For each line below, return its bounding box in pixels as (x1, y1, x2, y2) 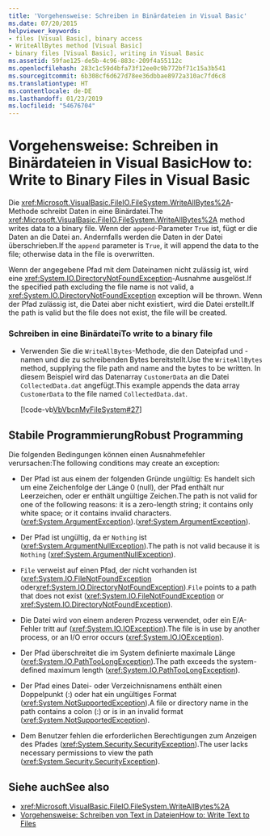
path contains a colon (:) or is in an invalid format (19, 707, 184, 716)
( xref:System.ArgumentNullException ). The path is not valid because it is (19, 541, 260, 551)
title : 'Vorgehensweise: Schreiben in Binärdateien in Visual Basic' (8, 11, 248, 20)
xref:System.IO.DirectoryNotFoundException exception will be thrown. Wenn (8, 291, 263, 300)
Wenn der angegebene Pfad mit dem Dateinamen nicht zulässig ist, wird (8, 265, 249, 275)
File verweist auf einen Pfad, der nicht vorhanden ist (19, 565, 197, 575)
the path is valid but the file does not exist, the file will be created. (8, 308, 228, 317)
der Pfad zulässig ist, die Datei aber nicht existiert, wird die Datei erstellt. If (8, 300, 255, 309)
